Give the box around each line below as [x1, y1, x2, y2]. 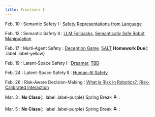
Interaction [27, 84, 49, 90]
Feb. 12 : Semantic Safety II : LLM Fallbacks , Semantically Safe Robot [5, 30, 145, 36]
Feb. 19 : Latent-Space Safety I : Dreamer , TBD [5, 60, 100, 66]
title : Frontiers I [5, 7, 45, 12]
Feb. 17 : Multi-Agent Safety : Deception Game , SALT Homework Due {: [5, 45, 149, 51]
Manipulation [5, 36, 31, 41]
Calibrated [5, 84, 26, 90]
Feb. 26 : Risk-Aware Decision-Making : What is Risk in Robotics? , [5, 79, 139, 85]
